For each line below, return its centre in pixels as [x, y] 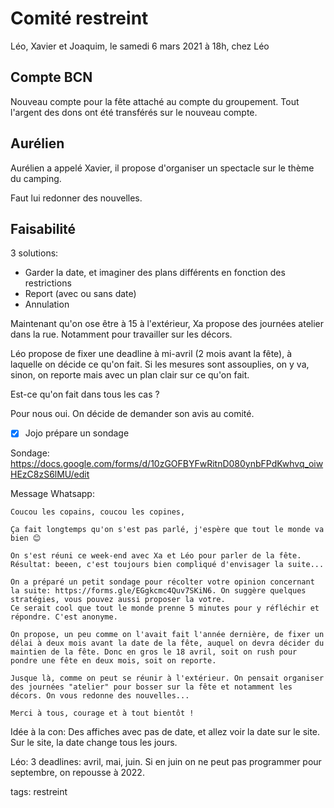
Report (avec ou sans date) [80, 294]
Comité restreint [79, 18]
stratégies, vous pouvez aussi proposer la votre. [118, 600]
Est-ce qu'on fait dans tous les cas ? [85, 394]
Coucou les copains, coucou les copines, [98, 512]
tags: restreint [39, 792]
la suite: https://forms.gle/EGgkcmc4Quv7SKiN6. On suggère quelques [158, 591]
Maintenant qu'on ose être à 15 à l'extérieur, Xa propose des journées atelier [167, 324]
